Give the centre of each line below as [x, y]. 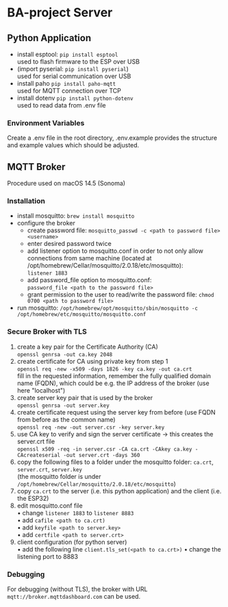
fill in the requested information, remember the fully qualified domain [114, 375]
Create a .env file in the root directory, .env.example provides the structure [112, 138]
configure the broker [46, 223]
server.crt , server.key [49, 469]
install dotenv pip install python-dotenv [75, 98]
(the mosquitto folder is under [59, 476]
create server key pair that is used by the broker [85, 397]
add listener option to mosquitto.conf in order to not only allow [115, 251]
